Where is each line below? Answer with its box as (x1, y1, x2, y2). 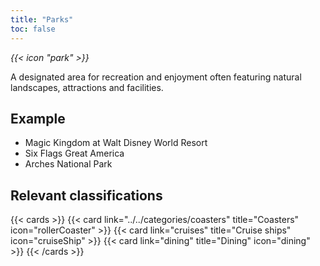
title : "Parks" (10, 14, 74, 25)
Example (10, 110, 66, 127)
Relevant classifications (10, 187, 163, 204)
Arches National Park (24, 158, 113, 170)
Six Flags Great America (24, 147, 125, 160)
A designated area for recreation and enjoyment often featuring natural (10, 71, 302, 83)
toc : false (10, 24, 56, 34)
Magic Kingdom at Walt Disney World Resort (24, 137, 208, 149)
